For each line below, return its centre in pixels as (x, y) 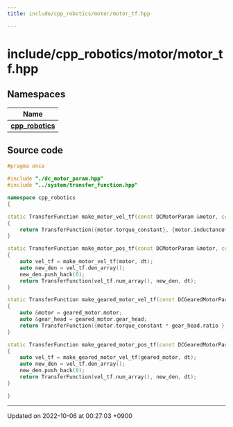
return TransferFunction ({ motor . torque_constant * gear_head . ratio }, (124, 326)
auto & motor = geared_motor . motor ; (71, 313)
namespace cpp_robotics (42, 198)
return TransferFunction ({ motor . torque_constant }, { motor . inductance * (124, 230)
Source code (35, 150)
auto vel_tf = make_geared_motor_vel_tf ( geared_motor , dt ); (108, 358)
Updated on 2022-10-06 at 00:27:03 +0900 (70, 416)
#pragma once (26, 166)
